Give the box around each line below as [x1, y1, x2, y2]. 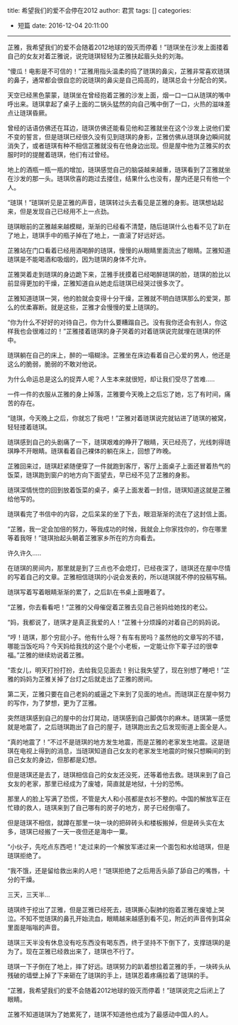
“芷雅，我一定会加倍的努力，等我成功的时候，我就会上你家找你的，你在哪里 [7, 525, 228, 533]
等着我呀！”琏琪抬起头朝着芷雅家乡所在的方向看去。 [7, 534, 159, 542]
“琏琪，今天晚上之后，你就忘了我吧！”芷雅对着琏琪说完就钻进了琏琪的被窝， [7, 414, 230, 422]
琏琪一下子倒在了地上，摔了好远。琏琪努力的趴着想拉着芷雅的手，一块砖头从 [7, 963, 231, 970]
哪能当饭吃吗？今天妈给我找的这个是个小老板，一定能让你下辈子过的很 [7, 642, 212, 650]
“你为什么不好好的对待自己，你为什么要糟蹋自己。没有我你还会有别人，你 [7, 318, 222, 327]
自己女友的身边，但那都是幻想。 [7, 755, 101, 764]
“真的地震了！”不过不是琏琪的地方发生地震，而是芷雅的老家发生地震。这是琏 [7, 738, 230, 746]
